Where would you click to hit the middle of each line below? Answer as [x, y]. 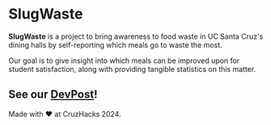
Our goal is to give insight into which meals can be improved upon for [124, 60]
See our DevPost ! [53, 95]
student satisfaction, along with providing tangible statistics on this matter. [132, 69]
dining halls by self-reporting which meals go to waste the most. [115, 44]
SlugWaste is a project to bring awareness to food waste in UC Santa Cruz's [136, 36]
